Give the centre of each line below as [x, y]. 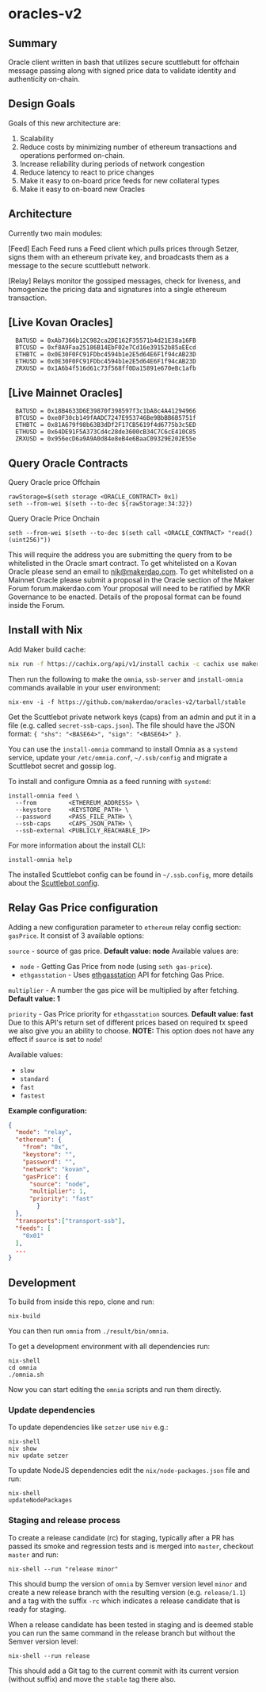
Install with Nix [46, 631]
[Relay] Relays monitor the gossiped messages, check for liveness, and [124, 281]
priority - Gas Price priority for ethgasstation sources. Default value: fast [131, 1013]
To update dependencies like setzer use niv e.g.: [88, 1427]
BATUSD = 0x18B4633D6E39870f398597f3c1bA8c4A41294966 [106, 411]
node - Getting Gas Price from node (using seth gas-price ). [116, 966]
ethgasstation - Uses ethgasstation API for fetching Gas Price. [122, 975]
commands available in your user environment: [84, 687]
